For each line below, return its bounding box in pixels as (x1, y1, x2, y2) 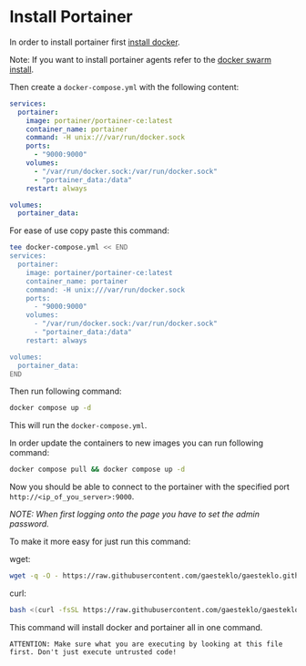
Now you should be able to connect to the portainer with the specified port (9, 481, 290, 493)
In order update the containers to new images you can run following (9, 437, 264, 448)
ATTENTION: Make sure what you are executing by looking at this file (9, 640, 283, 649)
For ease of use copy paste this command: (9, 225, 170, 236)
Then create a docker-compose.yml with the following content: (9, 81, 240, 92)
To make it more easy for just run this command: (9, 536, 191, 548)
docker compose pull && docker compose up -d (9, 465, 185, 475)
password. (9, 518, 50, 529)
